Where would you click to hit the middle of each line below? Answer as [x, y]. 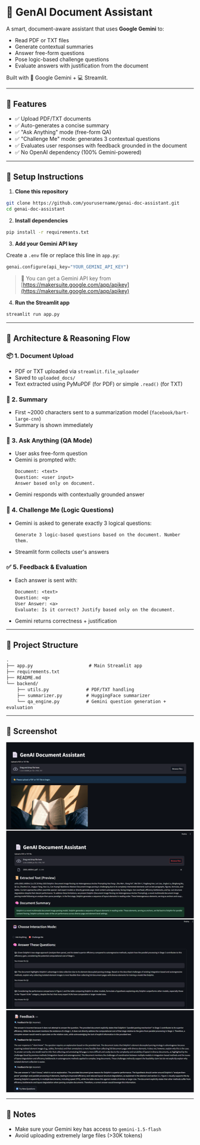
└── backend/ [22, 684]
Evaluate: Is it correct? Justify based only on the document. [95, 610]
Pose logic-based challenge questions [62, 59]
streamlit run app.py [33, 315]
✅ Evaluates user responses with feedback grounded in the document [101, 145]
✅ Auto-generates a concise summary [62, 125]
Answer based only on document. [55, 484]
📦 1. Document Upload [40, 356]
